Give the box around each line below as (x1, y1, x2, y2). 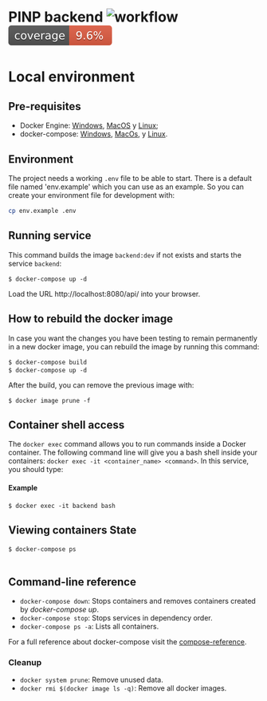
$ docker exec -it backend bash (8, 502, 116, 510)
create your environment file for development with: (8, 191, 175, 199)
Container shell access (8, 418, 125, 431)
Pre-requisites (8, 100, 81, 113)
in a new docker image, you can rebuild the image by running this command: (8, 341, 260, 351)
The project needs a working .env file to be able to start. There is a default (8, 174, 253, 183)
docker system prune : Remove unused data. (19, 675, 163, 685)
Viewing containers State (8, 523, 137, 537)
